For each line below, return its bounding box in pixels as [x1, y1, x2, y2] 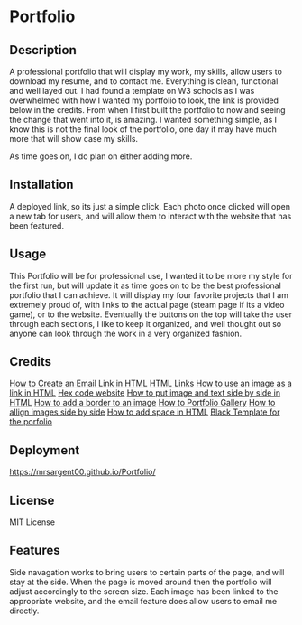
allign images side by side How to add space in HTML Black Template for [9, 406, 280, 417]
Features [9, 543, 60, 558]
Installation [9, 177, 74, 192]
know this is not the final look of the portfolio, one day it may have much [9, 124, 278, 135]
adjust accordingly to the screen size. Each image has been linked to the [9, 585, 279, 597]
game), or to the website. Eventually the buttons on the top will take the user [9, 309, 293, 320]
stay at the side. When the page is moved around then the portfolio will [9, 576, 272, 587]
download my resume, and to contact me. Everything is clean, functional [9, 76, 279, 87]
